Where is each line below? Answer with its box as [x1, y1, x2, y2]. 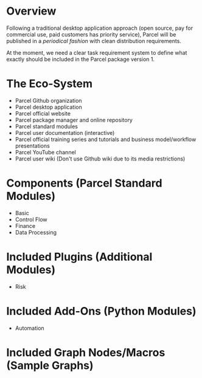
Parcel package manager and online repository [15, 116, 133, 123]
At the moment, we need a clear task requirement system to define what [6, 49, 187, 56]
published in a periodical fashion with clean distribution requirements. [6, 37, 181, 44]
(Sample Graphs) [6, 359, 94, 372]
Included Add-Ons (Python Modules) [6, 304, 197, 318]
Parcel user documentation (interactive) [15, 129, 115, 136]
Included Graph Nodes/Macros [6, 345, 165, 359]
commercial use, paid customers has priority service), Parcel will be [6, 30, 176, 38]
